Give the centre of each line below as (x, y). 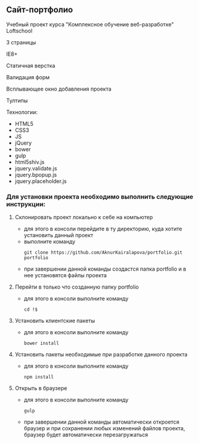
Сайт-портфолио (40, 10)
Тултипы (17, 100)
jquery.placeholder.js (41, 181)
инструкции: (26, 204)
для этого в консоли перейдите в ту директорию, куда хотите (103, 229)
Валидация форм (28, 77)
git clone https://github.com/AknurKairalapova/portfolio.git (103, 253)
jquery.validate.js (36, 168)
